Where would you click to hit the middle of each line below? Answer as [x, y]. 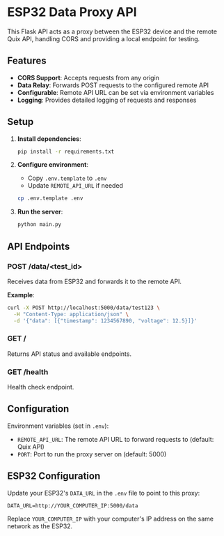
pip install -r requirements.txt [66, 151]
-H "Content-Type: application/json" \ [71, 314]
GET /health [28, 372]
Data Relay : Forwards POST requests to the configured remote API [113, 85]
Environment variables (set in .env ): [58, 426]
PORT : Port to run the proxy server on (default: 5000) [92, 454]
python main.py [39, 225]
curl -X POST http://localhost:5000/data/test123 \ [83, 308]
